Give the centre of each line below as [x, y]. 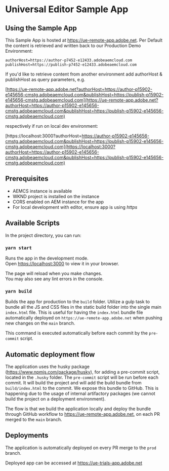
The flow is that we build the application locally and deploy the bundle [78, 409]
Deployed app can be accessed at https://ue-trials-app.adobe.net [74, 463]
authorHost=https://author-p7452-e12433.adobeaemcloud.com [69, 60]
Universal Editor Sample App [67, 9]
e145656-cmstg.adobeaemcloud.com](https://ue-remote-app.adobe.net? [82, 100]
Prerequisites [27, 179]
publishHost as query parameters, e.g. [45, 79]
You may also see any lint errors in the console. [54, 279]
